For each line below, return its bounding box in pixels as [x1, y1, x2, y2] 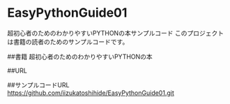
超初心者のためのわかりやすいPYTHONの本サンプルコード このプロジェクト [7, 29, 224, 37]
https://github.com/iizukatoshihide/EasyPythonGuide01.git [7, 89, 174, 97]
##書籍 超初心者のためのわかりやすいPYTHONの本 [7, 52, 153, 61]
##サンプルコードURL [7, 80, 70, 89]
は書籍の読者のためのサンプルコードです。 [7, 37, 129, 46]
